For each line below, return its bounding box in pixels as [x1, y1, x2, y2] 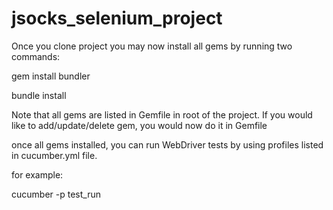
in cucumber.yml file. [11, 149, 98, 161]
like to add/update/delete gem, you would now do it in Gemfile [11, 119, 268, 131]
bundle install [11, 89, 67, 101]
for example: [11, 168, 64, 181]
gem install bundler [11, 70, 91, 82]
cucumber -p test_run [11, 188, 101, 200]
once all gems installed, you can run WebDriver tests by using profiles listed [11, 138, 324, 151]
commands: [11, 50, 61, 62]
